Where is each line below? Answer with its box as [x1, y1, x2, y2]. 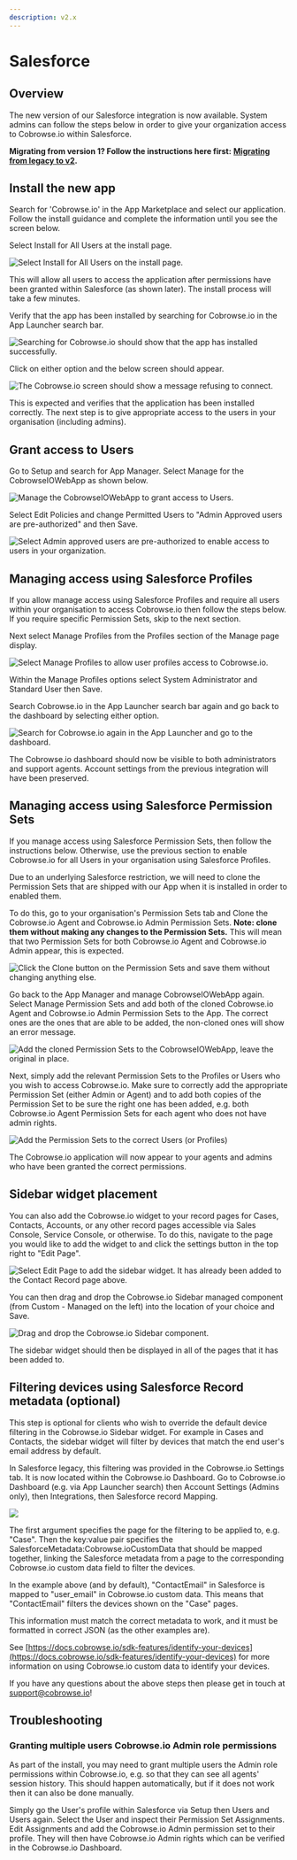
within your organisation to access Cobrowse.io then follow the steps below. [9, 604, 287, 615]
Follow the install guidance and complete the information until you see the [9, 213, 278, 224]
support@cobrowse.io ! [9, 1687, 93, 1698]
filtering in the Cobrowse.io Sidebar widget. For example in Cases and [9, 1426, 263, 1437]
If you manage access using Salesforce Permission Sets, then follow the [9, 836, 272, 846]
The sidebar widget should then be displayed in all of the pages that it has [9, 1345, 278, 1355]
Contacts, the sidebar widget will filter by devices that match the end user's [9, 1436, 285, 1447]
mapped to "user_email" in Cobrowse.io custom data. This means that [9, 1588, 263, 1599]
